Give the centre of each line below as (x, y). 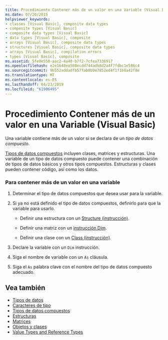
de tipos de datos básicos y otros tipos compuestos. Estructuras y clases (80, 164)
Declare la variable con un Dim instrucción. (56, 247)
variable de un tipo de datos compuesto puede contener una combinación (81, 159)
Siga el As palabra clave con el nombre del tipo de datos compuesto (82, 267)
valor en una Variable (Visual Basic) (80, 125)
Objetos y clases (29, 326)
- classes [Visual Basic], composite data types (57, 24)
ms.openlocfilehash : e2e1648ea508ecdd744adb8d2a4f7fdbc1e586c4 (72, 66)
